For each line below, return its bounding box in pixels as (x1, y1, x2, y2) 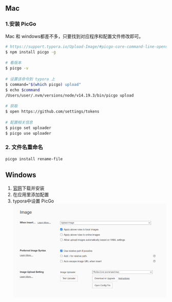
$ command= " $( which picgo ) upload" (5, 82, 81, 87)
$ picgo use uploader (5, 130, 52, 136)
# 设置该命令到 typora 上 (5, 77, 55, 82)
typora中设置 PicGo (12, 198, 54, 204)
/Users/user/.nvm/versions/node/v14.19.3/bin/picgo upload (5, 92, 134, 98)
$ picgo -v (5, 66, 29, 71)
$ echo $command (5, 87, 40, 92)
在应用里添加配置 (12, 191, 49, 197)
